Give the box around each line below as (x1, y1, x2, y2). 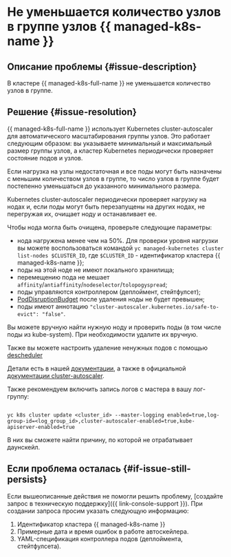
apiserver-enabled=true (7, 423, 76, 430)
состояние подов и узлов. (7, 154, 83, 162)
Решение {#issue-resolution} (7, 106, 137, 118)
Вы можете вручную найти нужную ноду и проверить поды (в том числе (7, 323, 221, 331)
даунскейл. (7, 443, 41, 451)
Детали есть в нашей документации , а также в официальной (7, 364, 186, 372)
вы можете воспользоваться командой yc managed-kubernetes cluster (16, 244, 224, 252)
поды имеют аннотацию (16, 302, 89, 311)
